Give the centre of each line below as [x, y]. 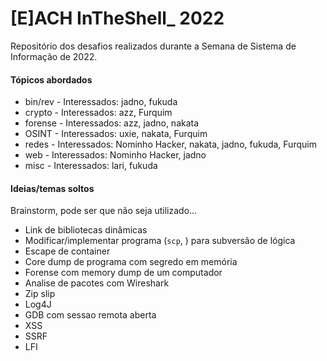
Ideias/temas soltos [52, 188]
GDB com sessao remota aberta [90, 315]
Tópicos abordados [51, 79]
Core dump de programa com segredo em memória [131, 262]
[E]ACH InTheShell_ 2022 [117, 18]
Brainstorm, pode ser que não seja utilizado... [104, 211]
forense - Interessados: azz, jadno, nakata [112, 123]
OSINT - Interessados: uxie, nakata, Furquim [116, 134]
